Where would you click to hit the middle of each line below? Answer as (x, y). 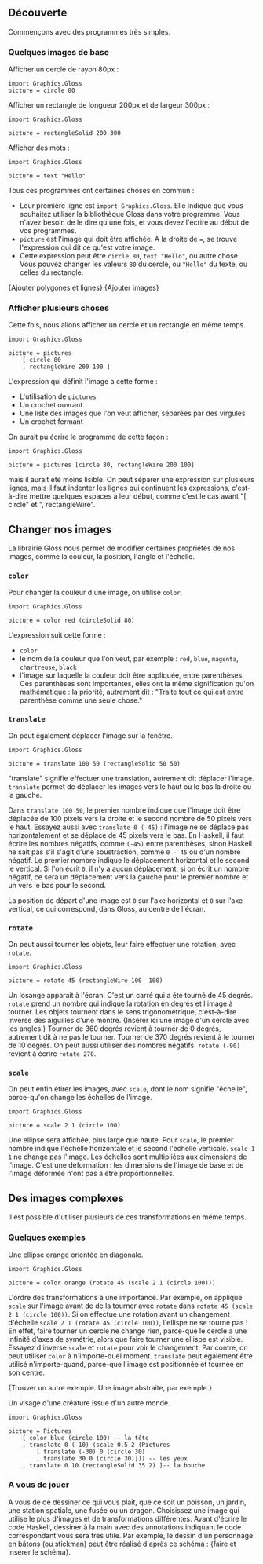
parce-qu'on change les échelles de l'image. (80, 1098)
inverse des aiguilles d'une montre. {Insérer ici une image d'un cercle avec (129, 1021)
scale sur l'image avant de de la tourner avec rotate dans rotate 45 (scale (131, 1306)
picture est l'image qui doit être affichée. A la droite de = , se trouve (128, 239)
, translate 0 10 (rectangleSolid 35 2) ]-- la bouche (114, 1465)
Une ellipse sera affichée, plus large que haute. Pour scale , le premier (121, 1140)
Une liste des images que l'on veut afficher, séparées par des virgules (132, 413)
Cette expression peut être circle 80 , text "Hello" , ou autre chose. (130, 256)
